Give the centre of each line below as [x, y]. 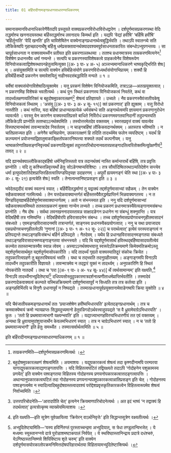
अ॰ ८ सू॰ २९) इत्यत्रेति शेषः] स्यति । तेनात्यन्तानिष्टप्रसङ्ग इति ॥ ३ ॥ [61, 178]
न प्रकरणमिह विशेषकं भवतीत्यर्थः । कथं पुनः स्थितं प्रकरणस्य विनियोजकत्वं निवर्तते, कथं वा [75, 92]
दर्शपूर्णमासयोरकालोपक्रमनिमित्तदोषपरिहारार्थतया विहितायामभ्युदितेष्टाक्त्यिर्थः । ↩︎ [75, 444]
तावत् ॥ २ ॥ [16, 151]
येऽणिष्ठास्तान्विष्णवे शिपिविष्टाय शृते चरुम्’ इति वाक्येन [54, 439]
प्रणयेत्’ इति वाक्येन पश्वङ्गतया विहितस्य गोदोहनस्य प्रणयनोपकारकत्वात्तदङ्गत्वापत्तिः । [80, 374]
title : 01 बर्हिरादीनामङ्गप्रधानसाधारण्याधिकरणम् [42, 10]
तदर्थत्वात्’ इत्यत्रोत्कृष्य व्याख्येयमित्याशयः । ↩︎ [49, 407]
